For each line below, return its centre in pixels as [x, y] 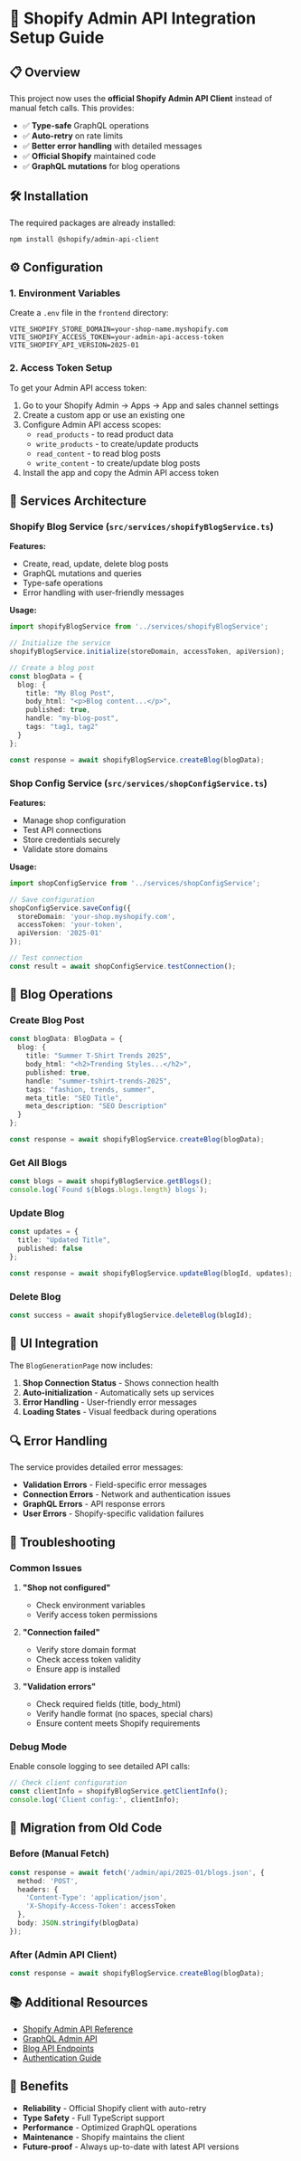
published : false [50, 1249]
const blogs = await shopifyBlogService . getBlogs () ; [111, 1181]
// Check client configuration [68, 1783]
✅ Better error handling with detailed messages [112, 146]
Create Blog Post [47, 1020]
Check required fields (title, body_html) [108, 1704]
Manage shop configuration [74, 820]
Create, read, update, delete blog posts [95, 564]
